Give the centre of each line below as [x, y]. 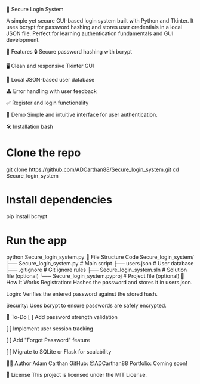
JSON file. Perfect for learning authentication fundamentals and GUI [90, 33]
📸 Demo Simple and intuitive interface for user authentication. [82, 114]
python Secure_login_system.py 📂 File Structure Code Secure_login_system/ [100, 257]
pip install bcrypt [27, 216]
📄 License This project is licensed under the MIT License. [77, 374]
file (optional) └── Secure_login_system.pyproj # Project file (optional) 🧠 [95, 276]
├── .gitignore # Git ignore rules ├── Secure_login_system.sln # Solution [97, 270]
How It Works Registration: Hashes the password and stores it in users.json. [99, 282]
